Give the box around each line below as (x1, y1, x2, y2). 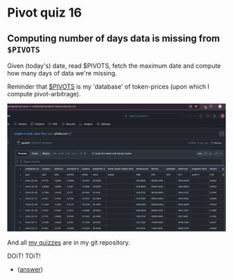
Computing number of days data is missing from (7, 33, 221, 44)
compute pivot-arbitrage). (7, 90, 81, 98)
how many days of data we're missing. (7, 69, 117, 77)
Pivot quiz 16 (7, 5, 82, 21)
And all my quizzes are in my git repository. (7, 238, 130, 247)
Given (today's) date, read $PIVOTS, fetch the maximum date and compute (7, 62, 221, 70)
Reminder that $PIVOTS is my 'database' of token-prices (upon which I (7, 82, 209, 91)
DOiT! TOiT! (7, 252, 41, 260)
